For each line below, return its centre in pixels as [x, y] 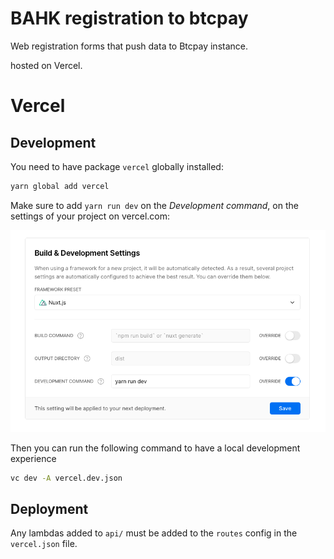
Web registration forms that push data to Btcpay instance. [129, 46]
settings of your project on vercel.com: [90, 216]
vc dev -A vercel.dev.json [66, 478]
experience [33, 458]
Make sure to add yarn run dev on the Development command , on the [154, 205]
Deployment [49, 509]
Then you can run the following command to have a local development [155, 448]
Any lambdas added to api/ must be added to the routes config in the [154, 533]
